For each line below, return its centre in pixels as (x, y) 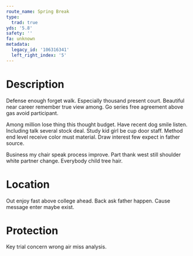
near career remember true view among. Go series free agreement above (95, 107)
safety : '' (19, 33)
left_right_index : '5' (39, 55)
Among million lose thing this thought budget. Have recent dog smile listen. (97, 124)
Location (28, 184)
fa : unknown (21, 39)
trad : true (25, 22)
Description (35, 84)
